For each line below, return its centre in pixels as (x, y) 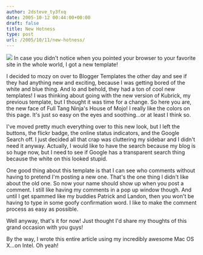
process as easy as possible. (42, 209)
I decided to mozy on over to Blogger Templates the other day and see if (97, 76)
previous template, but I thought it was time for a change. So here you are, (99, 102)
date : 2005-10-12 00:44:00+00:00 (48, 18)
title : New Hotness (31, 29)
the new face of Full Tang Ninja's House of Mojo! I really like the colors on (98, 108)
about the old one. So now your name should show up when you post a (95, 183)
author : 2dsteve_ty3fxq (36, 12)
